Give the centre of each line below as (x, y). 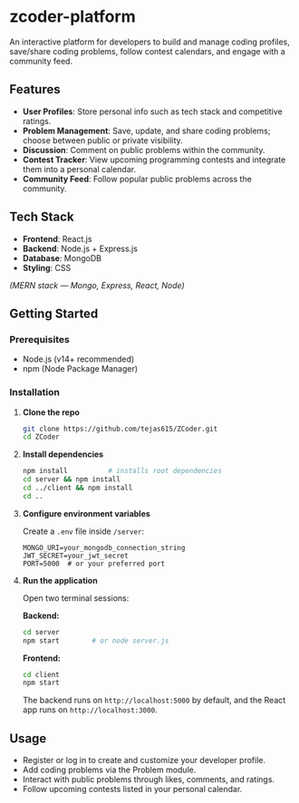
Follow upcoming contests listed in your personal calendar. (132, 789)
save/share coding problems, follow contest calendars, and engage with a (147, 51)
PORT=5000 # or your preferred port (94, 564)
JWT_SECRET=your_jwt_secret (75, 556)
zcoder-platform (72, 17)
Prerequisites (39, 339)
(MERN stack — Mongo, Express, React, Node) (97, 285)
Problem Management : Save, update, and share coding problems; (146, 131)
